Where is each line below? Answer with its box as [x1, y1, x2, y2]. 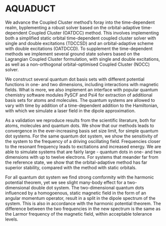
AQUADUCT [5, 3, 56, 14]
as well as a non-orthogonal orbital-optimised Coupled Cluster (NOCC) [5, 61, 150, 67]
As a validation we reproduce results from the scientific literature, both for [5, 117, 156, 123]
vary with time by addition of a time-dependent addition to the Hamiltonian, [5, 102, 159, 108]
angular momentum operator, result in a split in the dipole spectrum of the [5, 195, 156, 201]
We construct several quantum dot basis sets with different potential [5, 76, 145, 82]
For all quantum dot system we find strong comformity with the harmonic [5, 174, 154, 180]
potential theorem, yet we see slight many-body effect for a [5, 179, 126, 185]
